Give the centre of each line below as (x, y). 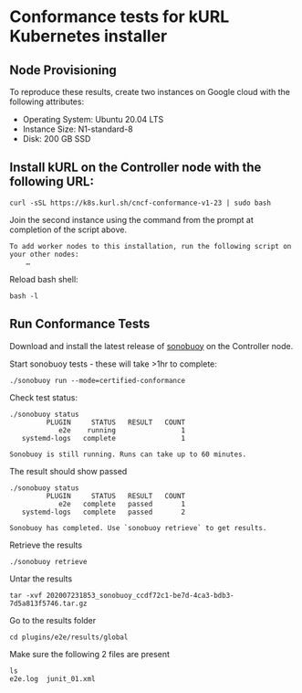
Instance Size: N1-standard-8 (78, 129)
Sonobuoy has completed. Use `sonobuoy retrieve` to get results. (138, 528)
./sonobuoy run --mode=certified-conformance (97, 380)
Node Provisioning (63, 70)
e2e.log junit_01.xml (52, 678)
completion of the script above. (68, 229)
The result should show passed (68, 471)
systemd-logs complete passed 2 (103, 512)
